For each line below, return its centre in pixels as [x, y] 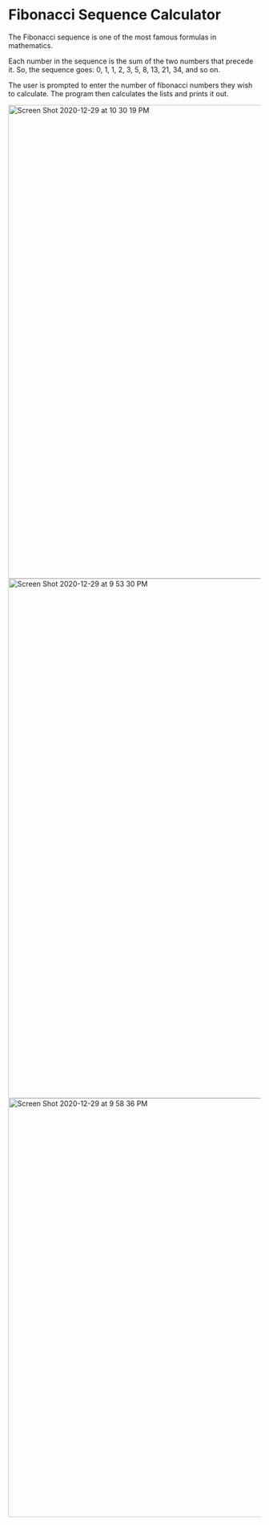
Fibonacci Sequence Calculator [115, 15]
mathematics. [31, 45]
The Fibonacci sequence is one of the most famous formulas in [112, 37]
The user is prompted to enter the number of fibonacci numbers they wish [130, 85]
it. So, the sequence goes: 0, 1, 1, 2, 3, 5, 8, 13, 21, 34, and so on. [114, 69]
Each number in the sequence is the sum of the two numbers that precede [131, 61]
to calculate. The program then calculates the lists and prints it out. [118, 93]
